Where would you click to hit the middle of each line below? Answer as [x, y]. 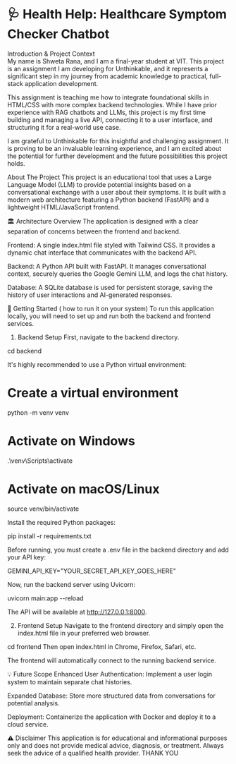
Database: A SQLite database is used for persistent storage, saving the [110, 287]
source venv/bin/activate [43, 509]
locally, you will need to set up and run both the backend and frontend [109, 316]
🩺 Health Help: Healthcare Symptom [117, 14]
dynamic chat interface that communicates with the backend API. [102, 253]
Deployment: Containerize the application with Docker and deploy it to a [112, 717]
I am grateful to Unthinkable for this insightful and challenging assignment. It [118, 141]
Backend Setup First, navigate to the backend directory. [98, 337]
